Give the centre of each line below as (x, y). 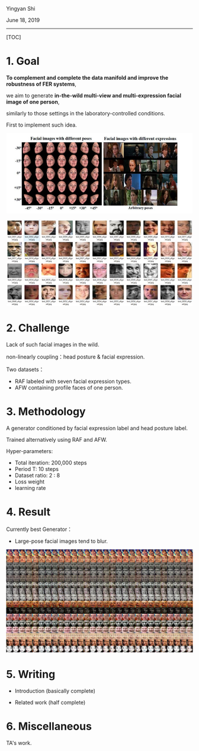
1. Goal (23, 61)
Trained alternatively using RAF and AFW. (57, 439)
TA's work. (19, 743)
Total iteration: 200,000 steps (51, 463)
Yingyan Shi (21, 9)
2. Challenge (38, 328)
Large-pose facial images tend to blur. (61, 541)
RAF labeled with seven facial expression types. (73, 381)
